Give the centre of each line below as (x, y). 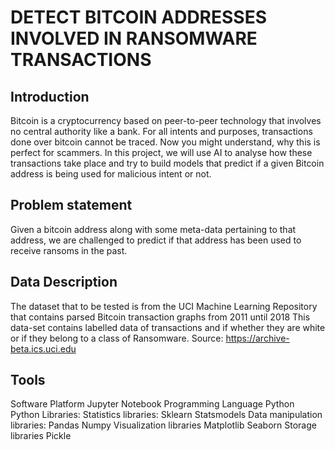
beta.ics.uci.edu (43, 348)
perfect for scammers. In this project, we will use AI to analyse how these (161, 152)
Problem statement (71, 205)
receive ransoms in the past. (69, 250)
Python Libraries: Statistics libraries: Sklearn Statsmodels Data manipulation (166, 415)
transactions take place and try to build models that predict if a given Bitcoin (167, 163)
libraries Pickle (41, 436)
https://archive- (257, 338)
